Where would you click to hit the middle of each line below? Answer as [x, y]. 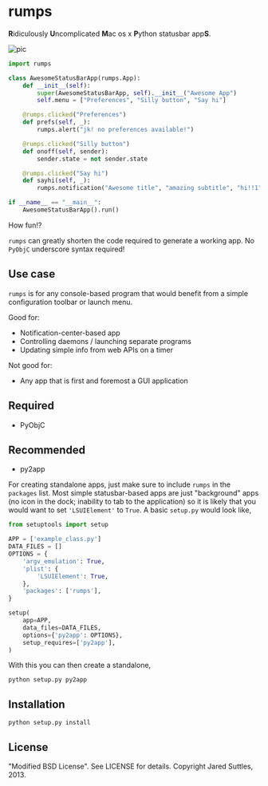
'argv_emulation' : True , [64, 561]
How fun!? [25, 225]
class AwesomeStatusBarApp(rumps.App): [75, 78]
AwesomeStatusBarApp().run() [71, 210]
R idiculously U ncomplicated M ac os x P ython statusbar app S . [110, 34]
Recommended [47, 450]
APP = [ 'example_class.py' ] [55, 539]
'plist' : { [41, 569]
